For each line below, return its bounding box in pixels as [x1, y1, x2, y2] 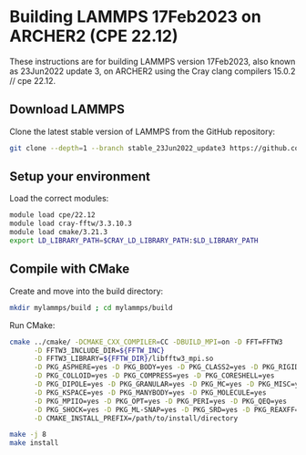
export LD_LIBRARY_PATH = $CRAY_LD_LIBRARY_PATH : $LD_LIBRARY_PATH [9, 236, 259, 245]
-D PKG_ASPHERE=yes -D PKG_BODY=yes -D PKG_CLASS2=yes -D [33, 363, 259, 372]
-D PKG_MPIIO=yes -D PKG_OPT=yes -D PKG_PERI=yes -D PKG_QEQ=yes [33, 397, 287, 406]
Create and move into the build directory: [9, 285, 164, 296]
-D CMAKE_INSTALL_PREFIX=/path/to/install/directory [33, 413, 239, 423]
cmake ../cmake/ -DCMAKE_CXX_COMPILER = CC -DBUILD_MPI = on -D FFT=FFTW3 [9, 337, 283, 346]
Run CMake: [9, 319, 56, 330]
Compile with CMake [9, 262, 130, 277]
